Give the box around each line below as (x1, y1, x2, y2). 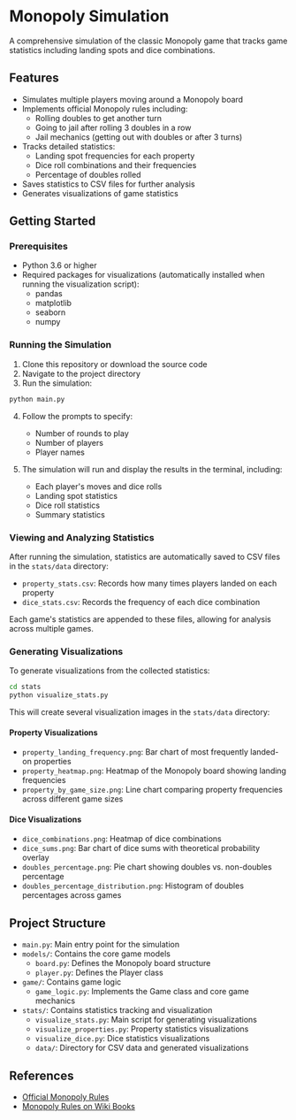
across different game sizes (21, 794, 124, 804)
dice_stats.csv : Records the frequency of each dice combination (21, 596, 261, 607)
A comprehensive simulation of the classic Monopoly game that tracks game (9, 35, 288, 46)
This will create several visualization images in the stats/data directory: (9, 706, 270, 717)
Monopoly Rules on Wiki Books (21, 1101, 135, 1111)
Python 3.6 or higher (21, 260, 97, 271)
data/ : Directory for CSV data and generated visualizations (34, 1042, 249, 1054)
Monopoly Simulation (9, 6, 170, 27)
